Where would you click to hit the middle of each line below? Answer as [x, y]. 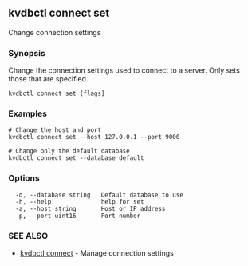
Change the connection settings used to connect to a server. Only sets [124, 70]
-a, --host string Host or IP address [91, 208]
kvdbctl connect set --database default [77, 158]
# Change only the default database [69, 151]
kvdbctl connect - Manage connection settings [96, 253]
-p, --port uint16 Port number [78, 216]
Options [24, 178]
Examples [28, 113]
